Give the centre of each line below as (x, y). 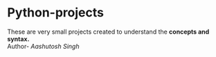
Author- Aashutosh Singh (43, 46)
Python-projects (55, 13)
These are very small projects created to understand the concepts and (108, 32)
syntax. (18, 38)
